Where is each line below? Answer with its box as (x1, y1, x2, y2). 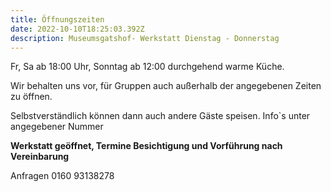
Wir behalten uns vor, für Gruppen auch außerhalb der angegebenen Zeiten (10, 80, 322, 92)
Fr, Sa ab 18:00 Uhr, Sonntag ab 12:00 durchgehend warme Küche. (10, 61, 285, 73)
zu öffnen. (10, 91, 53, 103)
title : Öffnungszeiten (10, 14, 105, 25)
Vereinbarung (10, 151, 70, 163)
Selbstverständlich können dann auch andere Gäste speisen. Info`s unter (10, 110, 311, 122)
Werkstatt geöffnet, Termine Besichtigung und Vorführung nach (10, 140, 283, 152)
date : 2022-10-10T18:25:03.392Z (10, 24, 145, 34)
